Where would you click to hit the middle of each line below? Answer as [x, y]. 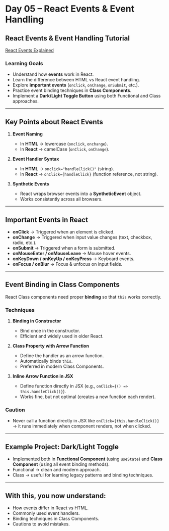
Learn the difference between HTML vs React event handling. [76, 80]
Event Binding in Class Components [62, 285]
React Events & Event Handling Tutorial [67, 38]
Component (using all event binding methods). [61, 464]
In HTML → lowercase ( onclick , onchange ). [64, 144]
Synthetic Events [31, 184]
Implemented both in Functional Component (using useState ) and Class [87, 459]
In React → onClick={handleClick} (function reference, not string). [89, 174]
